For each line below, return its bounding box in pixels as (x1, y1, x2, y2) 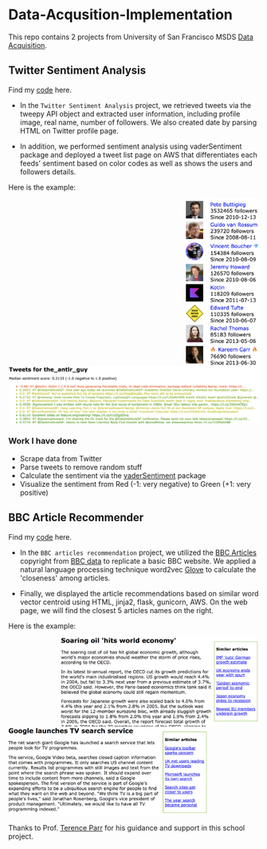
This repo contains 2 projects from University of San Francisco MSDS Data (8, 32, 253, 42)
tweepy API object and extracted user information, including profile (19, 109, 241, 118)
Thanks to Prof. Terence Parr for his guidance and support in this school (8, 823, 245, 832)
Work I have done (8, 436, 77, 447)
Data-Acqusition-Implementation (8, 6, 233, 24)
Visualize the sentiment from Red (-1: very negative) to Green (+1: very (19, 479, 251, 488)
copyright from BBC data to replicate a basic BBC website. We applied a (19, 556, 257, 565)
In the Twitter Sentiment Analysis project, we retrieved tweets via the (19, 100, 252, 110)
